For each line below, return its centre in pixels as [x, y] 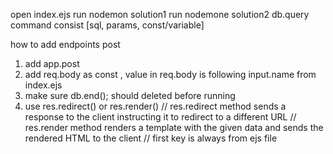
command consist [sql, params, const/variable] [107, 25]
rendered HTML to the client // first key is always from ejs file [151, 138]
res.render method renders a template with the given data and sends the [174, 127]
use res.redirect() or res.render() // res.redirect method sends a [155, 106]
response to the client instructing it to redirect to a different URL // [160, 117]
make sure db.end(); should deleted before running [130, 95]
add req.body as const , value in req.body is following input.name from [170, 74]
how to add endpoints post [65, 44]
